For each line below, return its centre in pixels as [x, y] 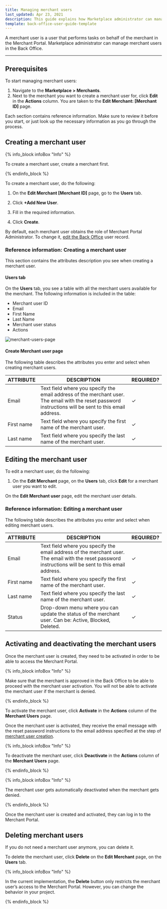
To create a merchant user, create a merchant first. [57, 164]
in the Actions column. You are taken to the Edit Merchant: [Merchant [84, 101]
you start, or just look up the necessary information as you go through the [81, 121]
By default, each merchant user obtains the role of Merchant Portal [74, 231]
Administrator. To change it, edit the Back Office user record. [67, 237]
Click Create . [26, 222]
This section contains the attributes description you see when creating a [79, 261]
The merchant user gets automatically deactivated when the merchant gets [82, 790]
